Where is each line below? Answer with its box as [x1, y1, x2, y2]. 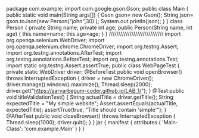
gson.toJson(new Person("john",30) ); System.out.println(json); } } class [6, 18, 183, 24]
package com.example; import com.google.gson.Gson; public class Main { [6, 5, 189, 12]
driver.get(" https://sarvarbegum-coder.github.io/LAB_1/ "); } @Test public [6, 87, 185, 94]
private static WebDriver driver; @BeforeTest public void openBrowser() [6, 68, 183, 75]
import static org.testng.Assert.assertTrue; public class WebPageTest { [6, 62, 180, 69]
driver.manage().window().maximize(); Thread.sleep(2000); [6, 81, 153, 88]
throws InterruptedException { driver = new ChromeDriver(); [6, 74, 154, 81]
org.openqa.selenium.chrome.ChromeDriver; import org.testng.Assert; [6, 43, 179, 50]
